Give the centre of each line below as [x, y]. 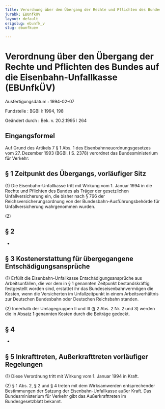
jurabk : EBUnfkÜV [23, 14]
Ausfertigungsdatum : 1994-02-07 [40, 102]
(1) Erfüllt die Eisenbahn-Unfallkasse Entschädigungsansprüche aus [74, 278]
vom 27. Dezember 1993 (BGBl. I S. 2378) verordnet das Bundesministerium [82, 153]
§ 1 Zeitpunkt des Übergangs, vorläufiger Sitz [76, 174]
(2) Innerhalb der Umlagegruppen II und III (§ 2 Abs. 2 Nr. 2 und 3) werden [80, 309]
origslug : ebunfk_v [25, 23]
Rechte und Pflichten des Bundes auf [82, 67]
